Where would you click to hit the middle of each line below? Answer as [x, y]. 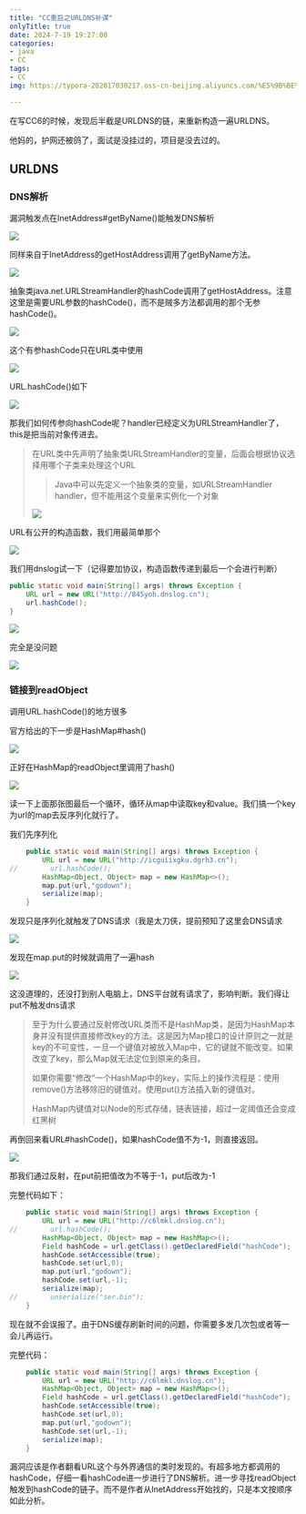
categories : [32, 43]
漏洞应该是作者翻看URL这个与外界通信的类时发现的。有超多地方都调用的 [145, 1467]
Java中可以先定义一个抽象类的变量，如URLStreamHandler [163, 484]
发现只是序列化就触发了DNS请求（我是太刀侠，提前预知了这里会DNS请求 [146, 921]
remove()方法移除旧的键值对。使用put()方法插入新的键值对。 [145, 1090]
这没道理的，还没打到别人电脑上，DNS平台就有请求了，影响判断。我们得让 [149, 994]
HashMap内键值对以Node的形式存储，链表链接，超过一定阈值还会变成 [163, 1109]
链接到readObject [49, 690]
